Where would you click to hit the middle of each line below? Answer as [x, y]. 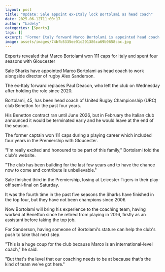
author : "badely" [23, 23]
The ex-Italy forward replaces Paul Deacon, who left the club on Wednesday [82, 85]
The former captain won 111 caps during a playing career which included [78, 135]
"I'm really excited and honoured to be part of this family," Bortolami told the [82, 150]
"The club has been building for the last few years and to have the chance [80, 165]
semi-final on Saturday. [35, 185]
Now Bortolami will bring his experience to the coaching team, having [76, 209]
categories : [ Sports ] [27, 28]
